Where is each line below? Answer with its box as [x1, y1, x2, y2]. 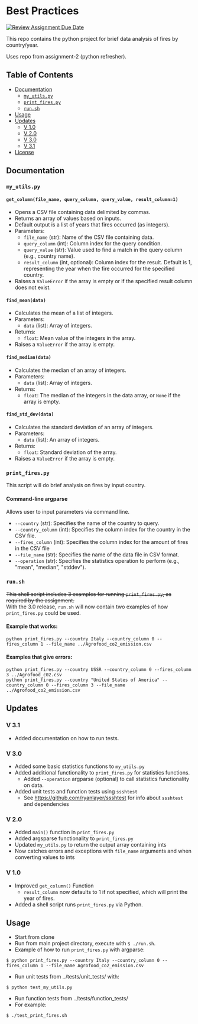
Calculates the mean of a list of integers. [14, 309, 113, 317]
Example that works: [6, 623, 58, 630]
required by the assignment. [6, 597, 75, 604]
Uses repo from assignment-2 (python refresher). [6, 53, 127, 60]
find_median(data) [6, 355, 51, 361]
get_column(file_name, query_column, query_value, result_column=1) [6, 196, 178, 202]
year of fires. [23, 895, 55, 902]
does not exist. [14, 284, 51, 291]
